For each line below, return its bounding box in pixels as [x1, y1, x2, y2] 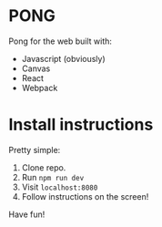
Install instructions [8, 115, 154, 135]
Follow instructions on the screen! [21, 191, 149, 201]
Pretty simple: [8, 144, 61, 155]
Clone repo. [21, 161, 66, 173]
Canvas [21, 63, 51, 74]
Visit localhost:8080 [21, 181, 98, 192]
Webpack [21, 82, 58, 93]
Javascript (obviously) [21, 53, 106, 64]
